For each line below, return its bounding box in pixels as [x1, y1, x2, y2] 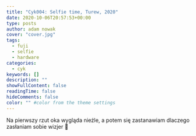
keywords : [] [6, 71, 40, 77]
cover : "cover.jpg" [6, 32, 56, 38]
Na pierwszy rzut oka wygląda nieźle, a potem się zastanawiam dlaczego [6, 116, 190, 124]
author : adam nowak [6, 26, 56, 32]
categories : [6, 60, 37, 66]
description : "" [6, 77, 47, 83]
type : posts [6, 20, 37, 26]
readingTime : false [6, 88, 56, 95]
